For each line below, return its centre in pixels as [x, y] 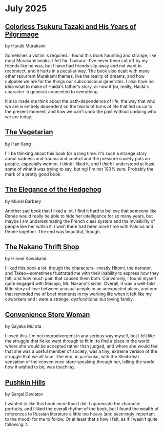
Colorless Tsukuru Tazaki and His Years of [71, 27]
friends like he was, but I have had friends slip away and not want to [73, 66]
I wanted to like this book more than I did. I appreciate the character [73, 404]
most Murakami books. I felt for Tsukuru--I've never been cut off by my [76, 61]
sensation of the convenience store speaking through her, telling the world [80, 362]
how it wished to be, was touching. [40, 367]
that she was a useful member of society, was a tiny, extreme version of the [81, 351]
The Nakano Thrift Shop [42, 247]
